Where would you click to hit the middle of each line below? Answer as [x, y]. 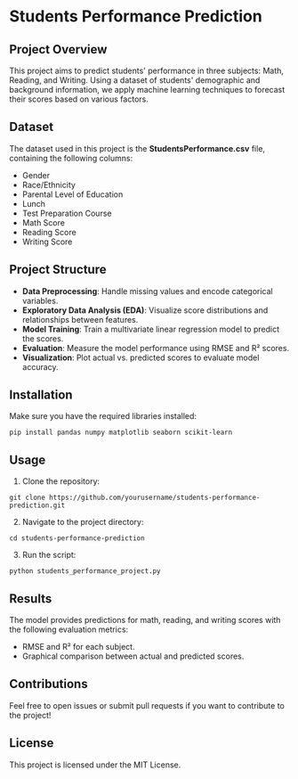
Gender [36, 175]
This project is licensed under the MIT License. [95, 765]
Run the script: [49, 555]
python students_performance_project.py [85, 571]
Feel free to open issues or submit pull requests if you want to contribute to [147, 705]
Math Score [43, 222]
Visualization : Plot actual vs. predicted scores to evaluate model [141, 357]
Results [31, 599]
